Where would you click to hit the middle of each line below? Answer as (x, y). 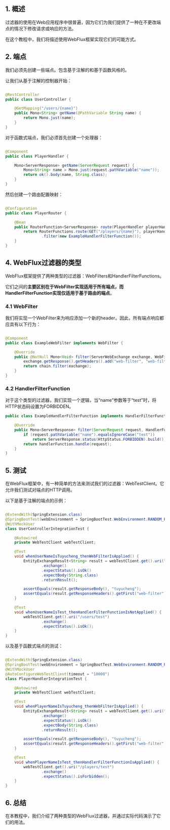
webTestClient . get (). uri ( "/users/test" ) (67, 617)
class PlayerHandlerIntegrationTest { (46, 679)
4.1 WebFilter (22, 306)
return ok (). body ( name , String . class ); (66, 175)
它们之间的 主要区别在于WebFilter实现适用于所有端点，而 (65, 287)
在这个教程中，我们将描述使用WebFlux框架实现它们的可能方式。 (72, 39)
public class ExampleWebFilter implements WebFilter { (64, 343)
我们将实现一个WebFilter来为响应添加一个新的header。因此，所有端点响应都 (85, 318)
